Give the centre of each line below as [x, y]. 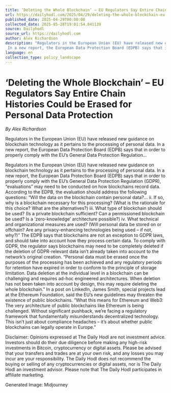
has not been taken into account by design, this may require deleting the [81, 284]
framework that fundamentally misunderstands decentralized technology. [82, 317]
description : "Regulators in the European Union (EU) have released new [84, 43]
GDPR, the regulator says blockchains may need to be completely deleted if [84, 246]
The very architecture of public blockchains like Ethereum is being [75, 305]
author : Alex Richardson [32, 39]
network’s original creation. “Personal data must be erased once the [77, 257]
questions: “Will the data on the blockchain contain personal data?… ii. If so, [85, 198]
